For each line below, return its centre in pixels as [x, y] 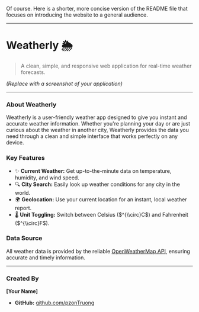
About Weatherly [31, 104]
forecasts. [33, 72]
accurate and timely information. [46, 258]
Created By [23, 278]
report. [23, 208]
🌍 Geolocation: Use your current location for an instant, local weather [101, 199]
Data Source [24, 238]
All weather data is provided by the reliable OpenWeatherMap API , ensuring [98, 251]
